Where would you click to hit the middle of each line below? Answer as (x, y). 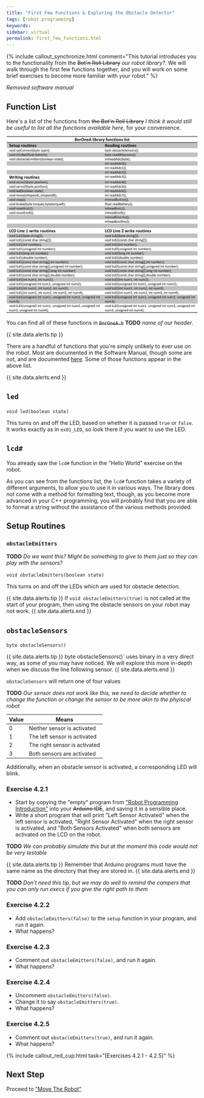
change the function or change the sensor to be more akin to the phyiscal (99, 700)
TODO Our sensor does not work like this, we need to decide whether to (96, 693)
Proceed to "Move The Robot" (44, 1089)
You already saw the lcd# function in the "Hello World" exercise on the (94, 463)
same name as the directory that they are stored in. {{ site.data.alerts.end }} (101, 871)
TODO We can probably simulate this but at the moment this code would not (102, 846)
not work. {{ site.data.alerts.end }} (49, 611)
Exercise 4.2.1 (27, 789)
